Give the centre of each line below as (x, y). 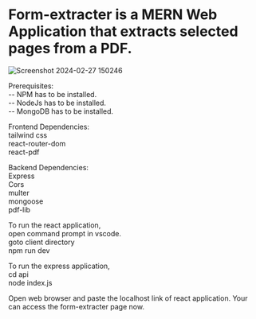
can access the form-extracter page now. (77, 306)
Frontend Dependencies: (49, 126)
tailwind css (28, 135)
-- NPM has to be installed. (53, 94)
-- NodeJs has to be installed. (57, 103)
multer (19, 193)
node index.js (30, 282)
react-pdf (24, 152)
